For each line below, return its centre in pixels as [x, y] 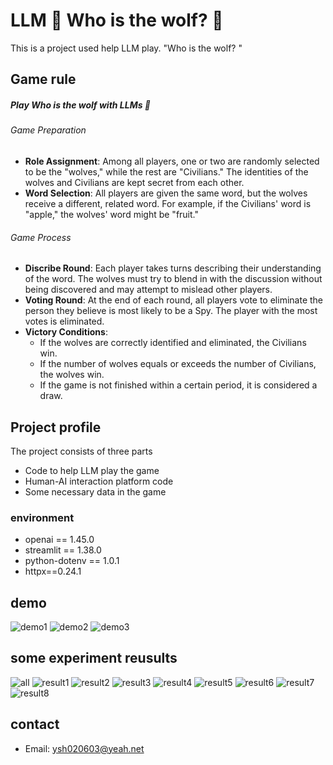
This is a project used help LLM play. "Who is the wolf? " [126, 48]
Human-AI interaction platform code [99, 481]
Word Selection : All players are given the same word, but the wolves [166, 193]
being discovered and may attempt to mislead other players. [148, 290]
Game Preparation [48, 130]
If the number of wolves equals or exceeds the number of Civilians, [178, 364]
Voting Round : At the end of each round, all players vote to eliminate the [173, 300]
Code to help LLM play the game [92, 470]
